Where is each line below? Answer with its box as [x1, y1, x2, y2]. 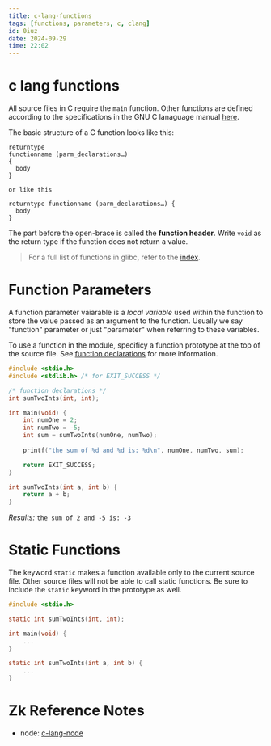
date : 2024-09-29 [8, 34, 67, 43]
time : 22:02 [8, 42, 49, 50]
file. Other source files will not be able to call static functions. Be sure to [8, 576, 248, 586]
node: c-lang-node [19, 728, 83, 738]
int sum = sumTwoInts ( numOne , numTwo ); [23, 432, 158, 440]
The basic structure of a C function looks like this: [8, 128, 175, 137]
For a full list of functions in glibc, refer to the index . [28, 252, 201, 263]
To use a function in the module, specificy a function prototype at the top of [8, 340, 260, 350]
